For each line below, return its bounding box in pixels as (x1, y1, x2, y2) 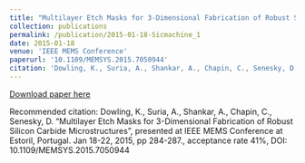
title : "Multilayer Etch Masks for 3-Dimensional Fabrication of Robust (9, 13, 290, 23)
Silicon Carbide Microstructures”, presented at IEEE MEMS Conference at (9, 125, 283, 136)
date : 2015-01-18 (9, 38, 75, 48)
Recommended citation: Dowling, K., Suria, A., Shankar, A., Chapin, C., (9, 106, 272, 117)
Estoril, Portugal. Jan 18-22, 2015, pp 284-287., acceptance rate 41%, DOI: (9, 135, 288, 146)
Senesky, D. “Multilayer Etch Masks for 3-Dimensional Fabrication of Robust (9, 115, 293, 127)
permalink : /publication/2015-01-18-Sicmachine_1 (9, 30, 202, 39)
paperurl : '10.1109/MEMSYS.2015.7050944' (9, 55, 169, 64)
